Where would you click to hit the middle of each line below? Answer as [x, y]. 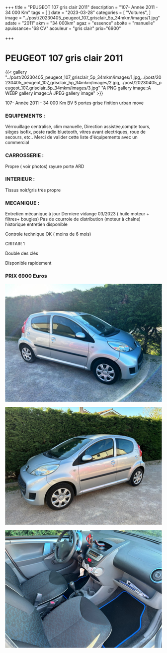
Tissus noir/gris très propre [33, 190]
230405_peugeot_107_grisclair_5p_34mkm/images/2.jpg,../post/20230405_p [83, 82]
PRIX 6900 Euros [26, 276]
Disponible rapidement [28, 263]
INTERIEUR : [20, 179]
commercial [17, 143]
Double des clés [22, 253]
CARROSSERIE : [24, 156]
